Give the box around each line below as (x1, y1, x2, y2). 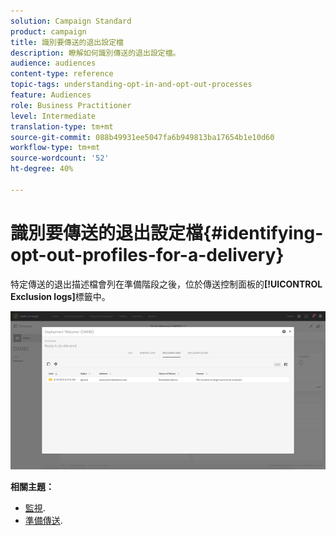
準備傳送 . (24, 514, 63, 526)
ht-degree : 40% (10, 164, 74, 174)
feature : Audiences (10, 90, 92, 100)
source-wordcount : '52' (10, 153, 110, 164)
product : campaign (10, 26, 87, 37)
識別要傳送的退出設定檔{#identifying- (10, 221, 324, 244)
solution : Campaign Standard (10, 16, 132, 26)
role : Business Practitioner (10, 100, 132, 110)
